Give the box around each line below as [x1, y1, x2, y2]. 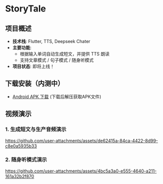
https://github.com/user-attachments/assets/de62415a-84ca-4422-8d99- [5, 137, 158, 143]
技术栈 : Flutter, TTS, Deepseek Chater [12, 38, 91, 44]
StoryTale [5, 3, 46, 14]
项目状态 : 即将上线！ [12, 63, 55, 69]
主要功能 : [12, 44, 31, 50]
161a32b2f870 [5, 173, 34, 179]
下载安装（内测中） [5, 79, 64, 88]
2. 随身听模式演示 [5, 156, 47, 163]
